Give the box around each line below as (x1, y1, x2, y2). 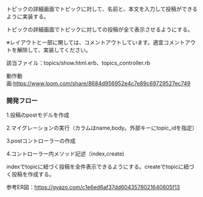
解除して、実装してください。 (16, 46, 91, 54)
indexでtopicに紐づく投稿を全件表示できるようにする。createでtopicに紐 (6, 163, 189, 170)
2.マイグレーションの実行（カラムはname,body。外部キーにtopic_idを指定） (6, 124, 198, 132)
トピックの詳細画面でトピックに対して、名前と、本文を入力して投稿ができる (6, 5, 198, 12)
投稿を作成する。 (11, 171, 55, 178)
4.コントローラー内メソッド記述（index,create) (6, 150, 125, 157)
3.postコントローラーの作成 (6, 137, 76, 145)
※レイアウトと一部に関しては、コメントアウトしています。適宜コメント (6, 39, 185, 46)
